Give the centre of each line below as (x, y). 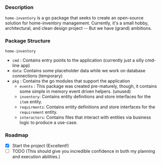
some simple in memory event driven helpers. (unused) (75, 91)
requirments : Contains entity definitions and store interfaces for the (87, 107)
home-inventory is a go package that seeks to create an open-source (74, 18)
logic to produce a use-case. (48, 122)
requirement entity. (38, 112)
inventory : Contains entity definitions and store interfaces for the (85, 96)
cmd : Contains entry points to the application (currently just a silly (78, 60)
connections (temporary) (37, 76)
